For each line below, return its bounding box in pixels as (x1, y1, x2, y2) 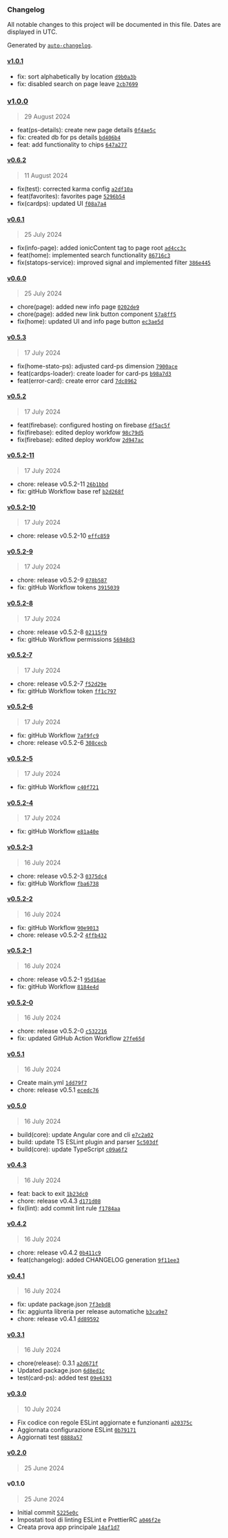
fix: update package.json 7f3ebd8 (17, 1300, 112, 1309)
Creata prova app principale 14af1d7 (17, 1523, 121, 1531)
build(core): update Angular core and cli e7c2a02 (17, 1130, 154, 1139)
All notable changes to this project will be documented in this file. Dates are (7, 21, 222, 29)
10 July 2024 (23, 1404, 61, 1413)
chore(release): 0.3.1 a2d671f (17, 1359, 99, 1367)
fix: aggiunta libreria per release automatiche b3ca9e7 (17, 1307, 168, 1316)
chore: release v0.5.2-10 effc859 (17, 531, 110, 540)
